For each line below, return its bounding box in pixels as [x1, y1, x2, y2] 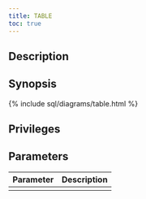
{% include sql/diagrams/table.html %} [8, 98, 139, 108]
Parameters [8, 149, 69, 163]
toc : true [8, 19, 42, 28]
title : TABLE [8, 11, 53, 20]
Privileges [8, 123, 61, 136]
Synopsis [8, 77, 57, 91]
